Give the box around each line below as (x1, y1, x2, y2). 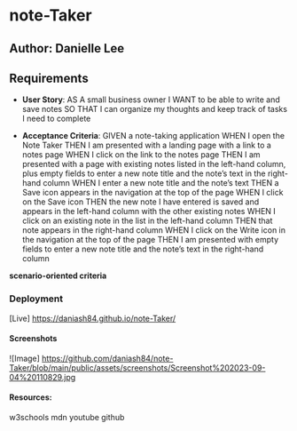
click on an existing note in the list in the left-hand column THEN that (21, 215, 273, 227)
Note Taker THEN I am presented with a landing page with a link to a (21, 140, 272, 151)
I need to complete (21, 113, 91, 124)
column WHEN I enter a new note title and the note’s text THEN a (43, 178, 279, 188)
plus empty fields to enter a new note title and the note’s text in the (21, 168, 266, 179)
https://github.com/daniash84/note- (41, 353, 174, 363)
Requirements (9, 70, 89, 85)
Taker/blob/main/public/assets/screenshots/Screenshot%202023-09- (9, 362, 266, 373)
